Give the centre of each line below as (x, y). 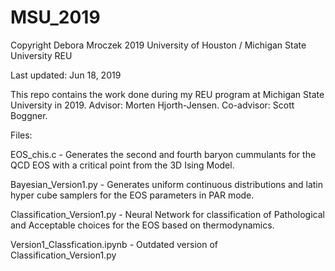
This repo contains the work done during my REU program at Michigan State (167, 94)
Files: (21, 135)
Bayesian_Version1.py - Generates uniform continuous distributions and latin (167, 184)
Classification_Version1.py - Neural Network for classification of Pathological (167, 214)
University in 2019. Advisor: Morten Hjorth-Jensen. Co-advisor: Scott (152, 105)
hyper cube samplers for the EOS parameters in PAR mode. (132, 195)
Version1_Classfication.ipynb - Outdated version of (114, 244)
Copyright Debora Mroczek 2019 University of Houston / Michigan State (158, 45)
